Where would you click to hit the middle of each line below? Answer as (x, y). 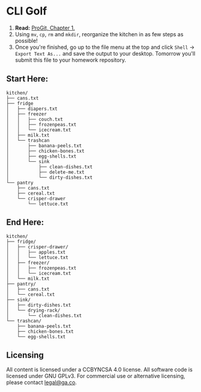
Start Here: (27, 79)
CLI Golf (26, 11)
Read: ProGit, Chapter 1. (45, 28)
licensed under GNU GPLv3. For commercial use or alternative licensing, (96, 376)
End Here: (25, 223)
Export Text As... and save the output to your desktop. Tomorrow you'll (105, 53)
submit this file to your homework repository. (70, 60)
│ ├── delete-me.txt (45, 172)
